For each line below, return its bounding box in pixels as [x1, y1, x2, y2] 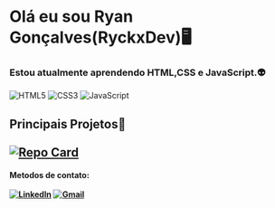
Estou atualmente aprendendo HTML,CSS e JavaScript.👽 [9, 66, 266, 79]
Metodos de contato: [9, 170, 90, 181]
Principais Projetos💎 [9, 116, 127, 132]
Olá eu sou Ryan [9, 6, 134, 27]
